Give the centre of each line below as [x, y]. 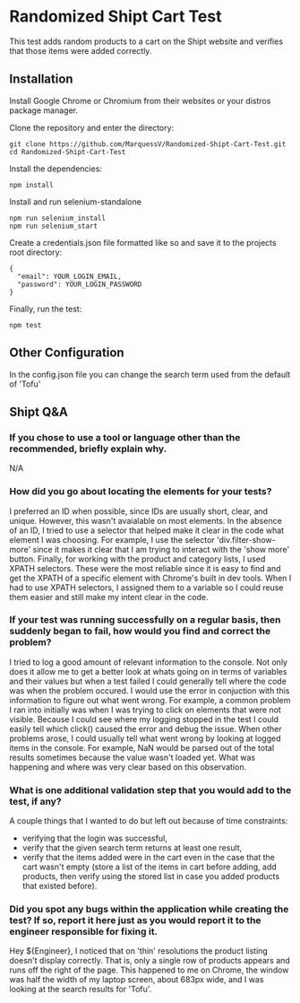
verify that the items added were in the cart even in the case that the [149, 858]
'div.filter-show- [246, 539]
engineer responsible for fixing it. [84, 932]
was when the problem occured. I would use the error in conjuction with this [150, 690]
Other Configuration [67, 353]
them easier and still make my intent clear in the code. [109, 597]
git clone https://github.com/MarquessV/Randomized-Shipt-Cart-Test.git [148, 144]
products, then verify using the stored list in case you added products [151, 877]
